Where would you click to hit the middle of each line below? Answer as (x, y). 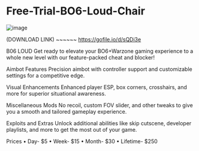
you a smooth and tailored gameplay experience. (67, 111)
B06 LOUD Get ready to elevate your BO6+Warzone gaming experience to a (100, 51)
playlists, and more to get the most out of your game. (72, 129)
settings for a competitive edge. (46, 75)
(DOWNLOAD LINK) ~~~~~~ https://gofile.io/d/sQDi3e (74, 39)
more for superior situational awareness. (56, 93)
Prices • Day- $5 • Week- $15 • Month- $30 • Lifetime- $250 (82, 141)
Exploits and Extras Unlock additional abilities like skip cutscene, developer (99, 123)
